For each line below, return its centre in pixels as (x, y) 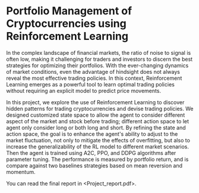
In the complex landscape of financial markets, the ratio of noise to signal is (99, 52)
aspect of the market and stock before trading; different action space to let (97, 121)
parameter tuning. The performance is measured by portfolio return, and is (97, 159)
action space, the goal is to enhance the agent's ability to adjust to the (92, 134)
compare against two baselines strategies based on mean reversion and (94, 166)
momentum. (21, 172)
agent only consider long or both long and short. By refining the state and (96, 127)
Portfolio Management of (69, 11)
